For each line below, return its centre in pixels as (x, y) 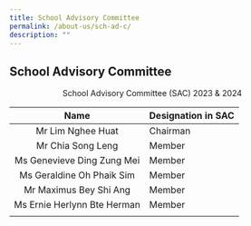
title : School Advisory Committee (75, 18)
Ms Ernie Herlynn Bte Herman (77, 205)
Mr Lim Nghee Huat (77, 131)
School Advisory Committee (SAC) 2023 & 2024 (152, 93)
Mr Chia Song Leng (77, 146)
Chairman (170, 131)
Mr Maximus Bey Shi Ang (77, 190)
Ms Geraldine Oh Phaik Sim (77, 175)
